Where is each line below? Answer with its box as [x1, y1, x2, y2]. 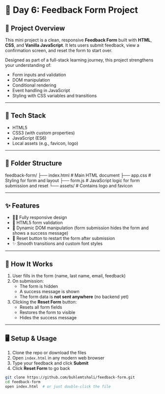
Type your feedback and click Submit [12, 360, 89, 366]
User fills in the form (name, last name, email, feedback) [12, 273, 126, 279]
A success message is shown [19, 289, 80, 295]
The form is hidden [19, 283, 58, 289]
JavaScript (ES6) [12, 135, 47, 141]
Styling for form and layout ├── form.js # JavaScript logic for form [5, 177, 140, 183]
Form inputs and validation [12, 72, 66, 78]
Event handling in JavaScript [12, 88, 70, 93]
